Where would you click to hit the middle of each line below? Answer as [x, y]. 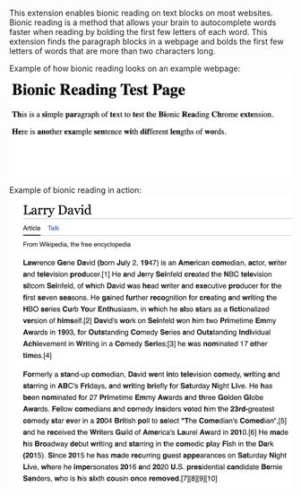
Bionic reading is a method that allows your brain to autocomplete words [143, 22]
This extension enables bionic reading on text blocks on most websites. [141, 13]
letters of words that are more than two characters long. [112, 51]
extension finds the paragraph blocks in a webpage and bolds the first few [146, 41]
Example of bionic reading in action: [75, 190]
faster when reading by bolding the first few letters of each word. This [138, 32]
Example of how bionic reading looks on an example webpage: [125, 68]
